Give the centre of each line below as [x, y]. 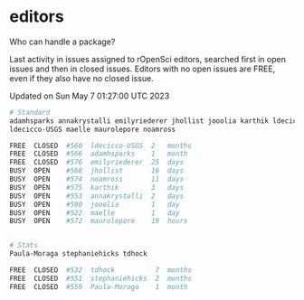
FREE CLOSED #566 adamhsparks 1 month [99, 154]
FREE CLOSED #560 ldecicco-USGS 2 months [101, 145]
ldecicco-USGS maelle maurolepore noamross [93, 129]
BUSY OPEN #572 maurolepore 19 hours [99, 221]
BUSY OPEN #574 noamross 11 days [96, 179]
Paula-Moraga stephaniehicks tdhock [78, 254]
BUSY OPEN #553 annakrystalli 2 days [96, 196]
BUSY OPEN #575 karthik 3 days [96, 187]
